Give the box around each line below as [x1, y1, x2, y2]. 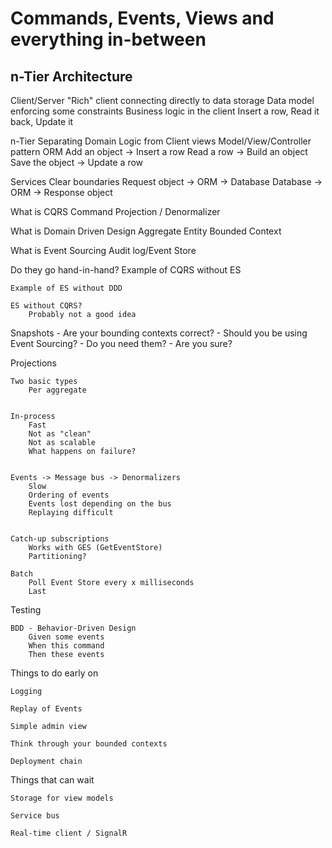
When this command [28, 641, 105, 651]
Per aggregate [28, 385, 87, 395]
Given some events [28, 632, 105, 642]
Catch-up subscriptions [10, 534, 110, 544]
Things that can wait [10, 774, 95, 786]
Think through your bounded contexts [10, 739, 168, 749]
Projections [10, 357, 57, 369]
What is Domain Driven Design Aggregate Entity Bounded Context [10, 225, 282, 237]
